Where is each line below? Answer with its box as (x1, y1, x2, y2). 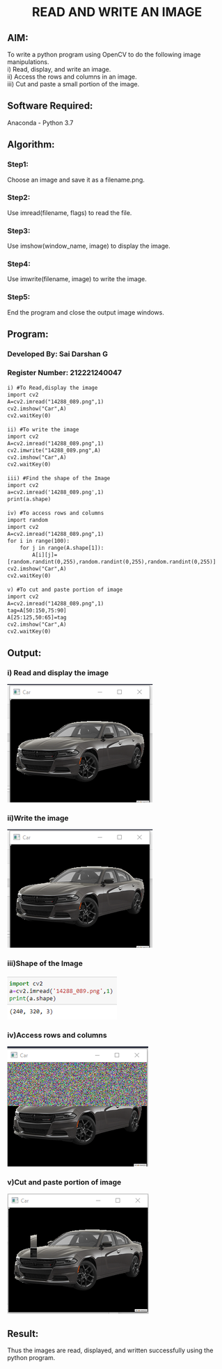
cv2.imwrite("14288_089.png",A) (7, 447, 101, 454)
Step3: (7, 225, 31, 235)
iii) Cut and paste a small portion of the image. (7, 80, 140, 88)
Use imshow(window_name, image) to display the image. (7, 242, 171, 251)
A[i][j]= (32, 551, 58, 559)
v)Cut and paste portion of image (7, 1177, 122, 1187)
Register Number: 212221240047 (7, 367, 122, 377)
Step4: (7, 259, 31, 269)
